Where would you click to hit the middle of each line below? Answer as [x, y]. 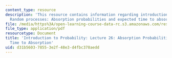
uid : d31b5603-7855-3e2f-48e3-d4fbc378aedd [52, 47]
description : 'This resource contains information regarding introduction [87, 15]
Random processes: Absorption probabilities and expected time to [82, 19]
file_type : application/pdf [35, 29]
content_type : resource [31, 10]
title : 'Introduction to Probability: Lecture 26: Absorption [73, 38]
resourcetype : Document [31, 33]
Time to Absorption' [32, 43]
